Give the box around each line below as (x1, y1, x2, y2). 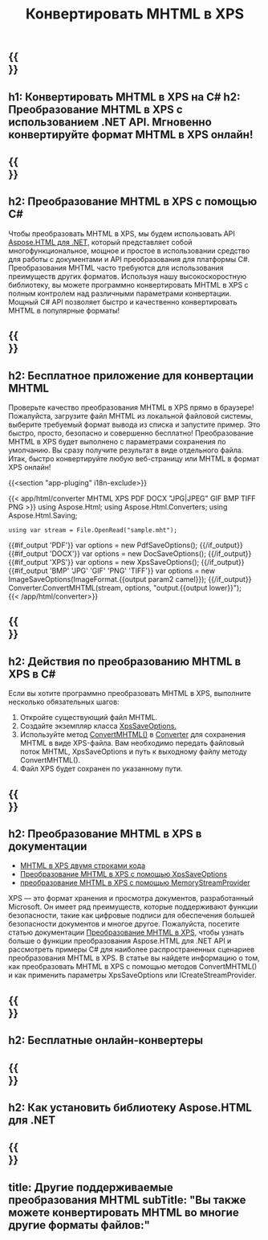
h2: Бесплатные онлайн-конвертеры (8, 1033, 204, 1047)
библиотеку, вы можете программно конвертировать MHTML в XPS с (8, 280, 249, 289)
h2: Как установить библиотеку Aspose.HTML (8, 1100, 253, 1114)
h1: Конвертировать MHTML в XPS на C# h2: (8, 90, 241, 104)
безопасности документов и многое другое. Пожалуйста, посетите (8, 919, 240, 929)
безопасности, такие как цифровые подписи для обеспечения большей (8, 911, 255, 920)
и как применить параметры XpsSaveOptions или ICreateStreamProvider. (8, 970, 257, 980)
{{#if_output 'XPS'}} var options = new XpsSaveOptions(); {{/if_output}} (8, 557, 245, 567)
